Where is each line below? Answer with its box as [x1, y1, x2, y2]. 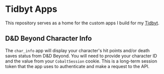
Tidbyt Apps [5, 3, 58, 15]
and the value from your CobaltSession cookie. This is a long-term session [5, 58, 158, 64]
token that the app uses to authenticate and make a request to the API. [5, 63, 150, 69]
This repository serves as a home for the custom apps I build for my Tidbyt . [5, 20, 160, 26]
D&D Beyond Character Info [5, 34, 92, 43]
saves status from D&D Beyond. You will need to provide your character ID [5, 53, 158, 59]
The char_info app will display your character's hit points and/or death [5, 47, 150, 53]
